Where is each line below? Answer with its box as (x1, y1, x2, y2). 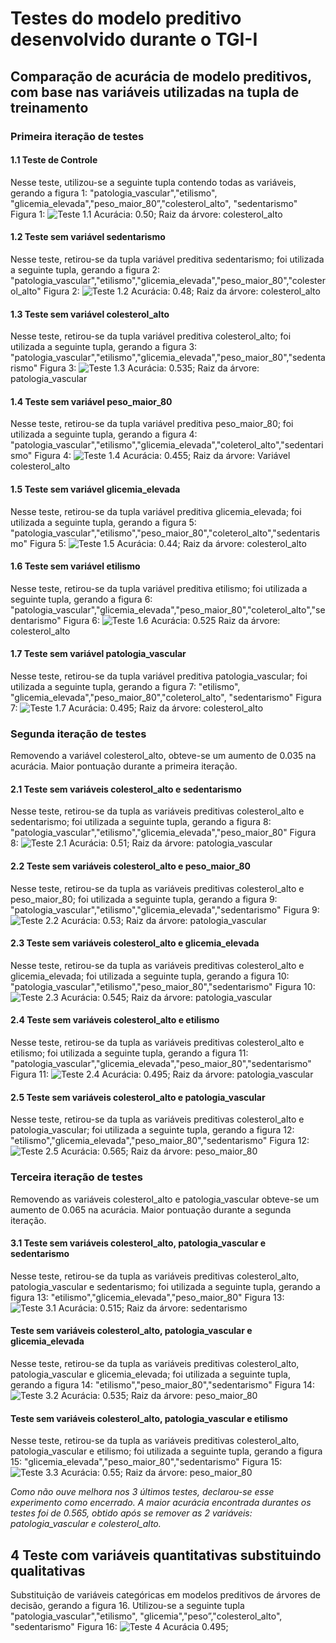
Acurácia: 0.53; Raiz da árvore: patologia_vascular (61, 914, 267, 926)
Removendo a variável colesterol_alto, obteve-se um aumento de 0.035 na (10, 750, 317, 762)
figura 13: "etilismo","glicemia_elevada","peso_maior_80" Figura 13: (10, 1291, 285, 1303)
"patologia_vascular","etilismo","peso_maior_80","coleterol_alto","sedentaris (10, 527, 321, 539)
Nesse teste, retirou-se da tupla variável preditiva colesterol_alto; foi (10, 330, 292, 342)
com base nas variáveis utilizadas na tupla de (10, 83, 300, 101)
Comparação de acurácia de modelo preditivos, (10, 68, 312, 85)
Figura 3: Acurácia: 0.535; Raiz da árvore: (39, 362, 260, 374)
